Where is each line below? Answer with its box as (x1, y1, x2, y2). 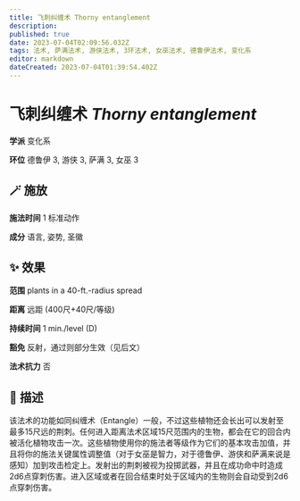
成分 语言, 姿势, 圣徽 (9, 231, 83, 242)
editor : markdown (9, 54, 74, 63)
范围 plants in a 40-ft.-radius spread (9, 285, 143, 296)
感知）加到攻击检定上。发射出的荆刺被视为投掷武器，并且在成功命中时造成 (9, 460, 283, 471)
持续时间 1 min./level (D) (9, 323, 98, 334)
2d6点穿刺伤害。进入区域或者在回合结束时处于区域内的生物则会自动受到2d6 (9, 471, 288, 482)
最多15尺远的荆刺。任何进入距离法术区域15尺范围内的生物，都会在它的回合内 (9, 426, 291, 438)
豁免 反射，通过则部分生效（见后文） (9, 342, 145, 353)
